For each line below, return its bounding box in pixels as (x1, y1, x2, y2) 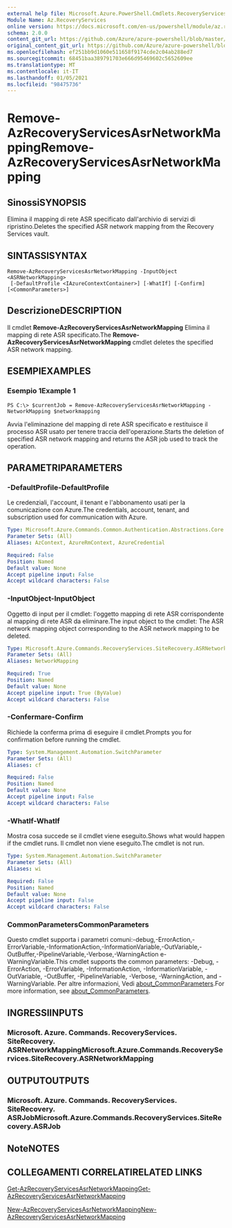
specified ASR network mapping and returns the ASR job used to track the (7, 435, 218, 443)
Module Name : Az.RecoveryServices (7, 17, 107, 23)
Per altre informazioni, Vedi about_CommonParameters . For (57, 979, 224, 988)
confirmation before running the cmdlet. (7, 735, 121, 744)
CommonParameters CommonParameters (7, 920, 150, 929)
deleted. (7, 632, 31, 640)
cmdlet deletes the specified (132, 338, 214, 346)
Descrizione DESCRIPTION (7, 305, 122, 317)
